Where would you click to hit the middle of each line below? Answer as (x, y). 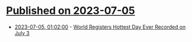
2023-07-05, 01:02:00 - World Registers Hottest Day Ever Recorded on (100, 27)
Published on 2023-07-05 (71, 11)
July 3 (22, 33)
